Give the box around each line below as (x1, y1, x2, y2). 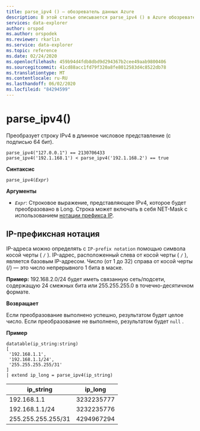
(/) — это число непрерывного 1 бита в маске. (6, 264, 123, 271)
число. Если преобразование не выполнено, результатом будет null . (6, 318, 184, 325)
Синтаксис (6, 165, 35, 173)
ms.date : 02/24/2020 (6, 53, 58, 59)
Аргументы (6, 187, 37, 195)
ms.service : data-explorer (6, 42, 73, 48)
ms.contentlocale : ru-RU (6, 75, 68, 81)
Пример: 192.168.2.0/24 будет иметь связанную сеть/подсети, (6, 275, 165, 282)
